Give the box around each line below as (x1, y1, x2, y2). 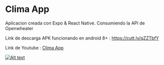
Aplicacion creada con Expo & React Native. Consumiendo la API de (5, 20, 145, 26)
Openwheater (5, 25, 33, 31)
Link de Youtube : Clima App (5, 44, 64, 50)
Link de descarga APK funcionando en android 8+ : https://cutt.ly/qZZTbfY (5, 35, 159, 41)
